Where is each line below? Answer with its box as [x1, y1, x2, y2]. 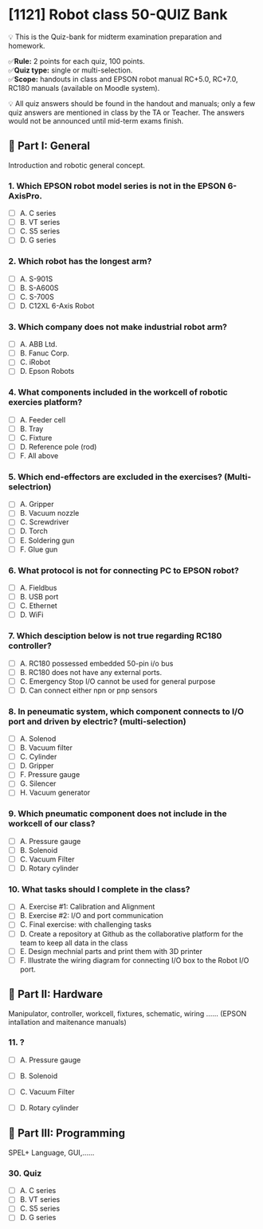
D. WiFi [19, 610, 44, 619]
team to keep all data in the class [19, 938, 128, 948]
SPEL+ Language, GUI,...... [8, 1148, 95, 1157]
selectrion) [8, 481, 52, 492]
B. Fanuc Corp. [19, 348, 69, 358]
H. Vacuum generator [19, 787, 91, 798]
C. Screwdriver [19, 517, 69, 527]
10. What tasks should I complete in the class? [8, 883, 190, 894]
